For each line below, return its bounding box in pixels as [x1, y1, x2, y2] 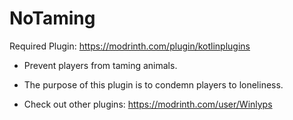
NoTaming [9, 7, 96, 30]
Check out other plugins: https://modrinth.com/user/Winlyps [23, 98, 273, 110]
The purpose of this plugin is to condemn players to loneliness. [23, 78, 284, 91]
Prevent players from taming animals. [23, 59, 178, 71]
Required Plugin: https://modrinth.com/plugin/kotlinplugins [9, 40, 251, 52]
